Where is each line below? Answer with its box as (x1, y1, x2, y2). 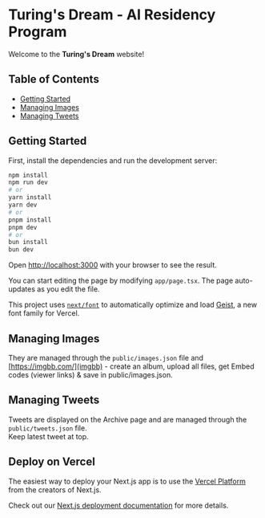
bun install (8, 239, 48, 247)
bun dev (8, 246, 34, 254)
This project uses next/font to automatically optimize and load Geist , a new (8, 300, 258, 310)
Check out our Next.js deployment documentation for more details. (8, 500, 229, 510)
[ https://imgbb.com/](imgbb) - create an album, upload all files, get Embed (8, 361, 255, 371)
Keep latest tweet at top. (8, 431, 90, 441)
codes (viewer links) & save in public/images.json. (8, 370, 174, 379)
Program (8, 22, 67, 41)
